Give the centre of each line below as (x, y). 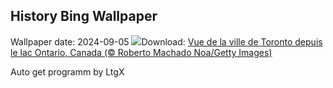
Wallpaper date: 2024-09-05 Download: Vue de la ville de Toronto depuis (166, 41)
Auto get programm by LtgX (67, 71)
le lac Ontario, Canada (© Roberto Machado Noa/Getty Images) (141, 52)
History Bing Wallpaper (84, 16)
